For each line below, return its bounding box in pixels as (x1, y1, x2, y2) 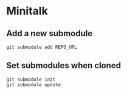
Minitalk (6, 4, 49, 18)
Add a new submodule (6, 28, 93, 39)
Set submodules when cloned (6, 60, 122, 70)
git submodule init (6, 77, 56, 83)
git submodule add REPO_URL (6, 44, 78, 50)
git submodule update (6, 81, 61, 88)
